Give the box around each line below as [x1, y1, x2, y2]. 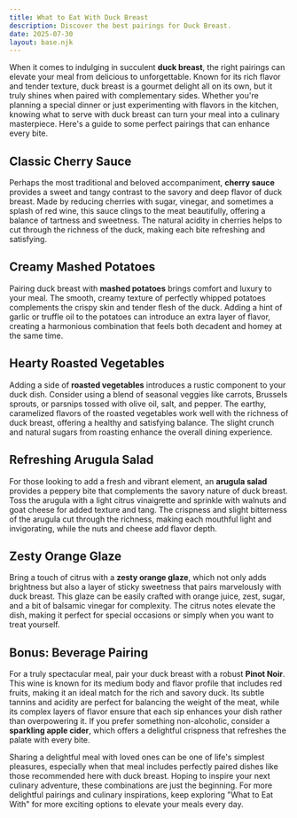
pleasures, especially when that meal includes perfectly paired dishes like [9, 761, 279, 772]
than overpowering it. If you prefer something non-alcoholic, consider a [9, 716, 270, 727]
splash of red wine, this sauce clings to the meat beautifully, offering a [9, 206, 266, 216]
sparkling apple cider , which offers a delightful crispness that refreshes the [9, 725, 286, 736]
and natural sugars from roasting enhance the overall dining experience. [9, 427, 273, 437]
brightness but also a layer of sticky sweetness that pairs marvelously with [9, 582, 282, 593]
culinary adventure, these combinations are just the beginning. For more [9, 780, 273, 790]
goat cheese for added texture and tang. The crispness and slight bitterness [9, 504, 288, 515]
